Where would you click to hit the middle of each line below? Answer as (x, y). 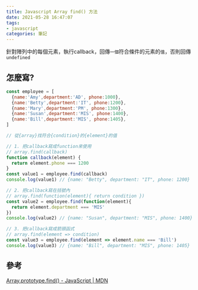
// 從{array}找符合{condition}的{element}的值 (62, 136)
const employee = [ (30, 91)
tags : (13, 23)
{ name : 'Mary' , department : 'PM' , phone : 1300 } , (67, 108)
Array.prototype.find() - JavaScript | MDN (57, 280)
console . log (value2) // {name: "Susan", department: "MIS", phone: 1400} (100, 218)
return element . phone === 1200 (50, 163)
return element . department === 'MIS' (58, 207)
